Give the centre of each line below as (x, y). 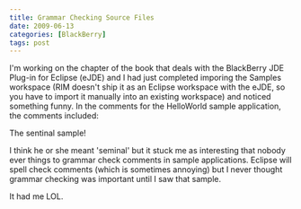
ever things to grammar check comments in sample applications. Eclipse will (150, 160)
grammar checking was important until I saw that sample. (115, 179)
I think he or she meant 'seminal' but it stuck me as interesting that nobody (147, 151)
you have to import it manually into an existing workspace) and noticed (140, 97)
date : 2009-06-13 (42, 26)
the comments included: (54, 116)
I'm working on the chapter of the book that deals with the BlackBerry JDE (147, 68)
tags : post (30, 43)
